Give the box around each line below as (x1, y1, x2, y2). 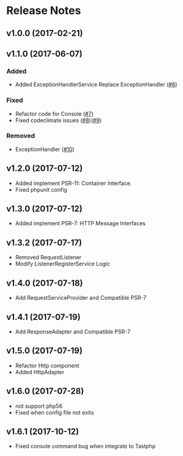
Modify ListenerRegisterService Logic (15, 260, 110, 267)
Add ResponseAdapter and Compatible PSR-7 (15, 328, 131, 335)
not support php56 (15, 402, 63, 410)
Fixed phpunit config (15, 186, 68, 193)
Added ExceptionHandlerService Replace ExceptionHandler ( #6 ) (15, 81, 178, 89)
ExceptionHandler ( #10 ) (15, 145, 75, 153)
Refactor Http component (15, 361, 79, 369)
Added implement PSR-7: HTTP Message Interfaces (15, 220, 146, 227)
